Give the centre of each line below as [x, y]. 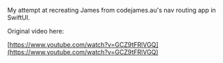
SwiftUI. [19, 17]
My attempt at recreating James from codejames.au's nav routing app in [111, 10]
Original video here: [36, 31]
